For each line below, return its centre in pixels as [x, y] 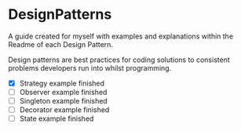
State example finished [57, 118]
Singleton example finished [63, 101]
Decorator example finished [64, 110]
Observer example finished [63, 92]
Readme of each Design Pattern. [61, 44]
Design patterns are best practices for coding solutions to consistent [119, 60]
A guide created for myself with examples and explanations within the [121, 36]
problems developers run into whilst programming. [90, 67]
